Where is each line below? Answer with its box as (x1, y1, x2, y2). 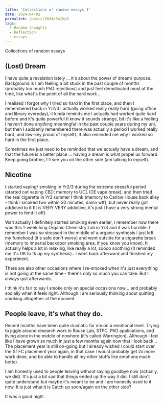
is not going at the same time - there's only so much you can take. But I (5, 270, 149, 276)
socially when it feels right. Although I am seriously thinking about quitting (5, 290, 154, 296)
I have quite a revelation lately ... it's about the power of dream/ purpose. (5, 75, 152, 81)
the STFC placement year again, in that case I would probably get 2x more (5, 349, 155, 355)
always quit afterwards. (5, 275, 52, 282)
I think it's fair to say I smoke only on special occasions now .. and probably (5, 285, 158, 291)
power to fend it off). (5, 210, 47, 215)
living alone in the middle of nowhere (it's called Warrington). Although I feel (5, 333, 159, 339)
